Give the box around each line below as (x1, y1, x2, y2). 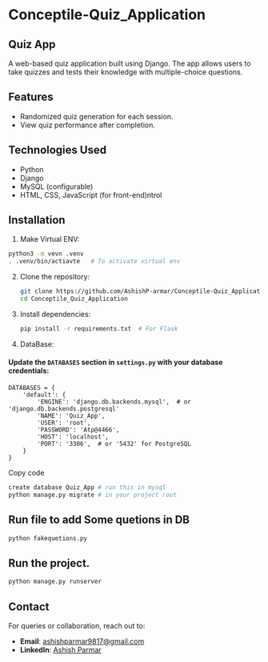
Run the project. (8, 556, 90, 570)
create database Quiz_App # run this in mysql (8, 483, 166, 491)
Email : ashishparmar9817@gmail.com (19, 636, 145, 646)
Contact (8, 600, 50, 613)
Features (8, 90, 54, 104)
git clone (19, 287, 54, 295)
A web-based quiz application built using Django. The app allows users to (8, 58, 251, 68)
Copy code (8, 468, 45, 478)
